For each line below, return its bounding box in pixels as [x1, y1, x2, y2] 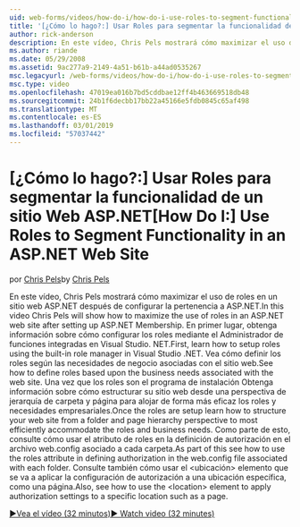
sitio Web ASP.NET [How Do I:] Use [9, 207, 270, 226]
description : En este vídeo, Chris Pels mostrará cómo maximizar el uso [9, 38, 286, 47]
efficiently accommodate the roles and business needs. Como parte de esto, [9, 424, 291, 435]
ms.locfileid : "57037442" [9, 130, 105, 139]
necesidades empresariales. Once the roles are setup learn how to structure [9, 404, 287, 416]
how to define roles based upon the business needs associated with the [9, 367, 274, 378]
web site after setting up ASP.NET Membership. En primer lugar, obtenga [9, 319, 278, 330]
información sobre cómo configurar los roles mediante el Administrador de [9, 328, 284, 340]
